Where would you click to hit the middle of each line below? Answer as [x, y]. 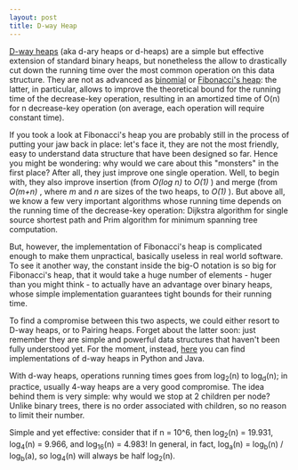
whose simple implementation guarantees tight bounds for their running [141, 294]
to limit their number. [47, 416]
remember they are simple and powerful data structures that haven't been [145, 339]
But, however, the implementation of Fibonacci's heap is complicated [136, 247]
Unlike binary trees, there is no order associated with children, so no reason [148, 406]
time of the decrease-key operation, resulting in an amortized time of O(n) [145, 98]
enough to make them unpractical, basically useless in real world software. [146, 255]
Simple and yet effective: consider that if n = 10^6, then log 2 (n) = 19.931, [141, 434]
